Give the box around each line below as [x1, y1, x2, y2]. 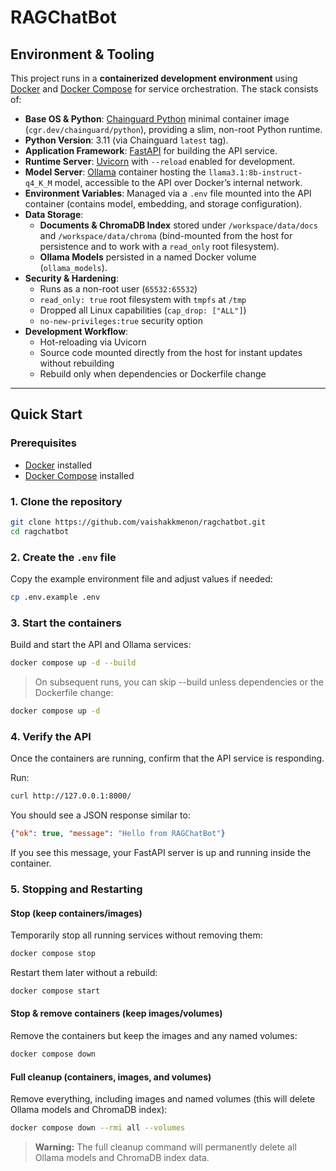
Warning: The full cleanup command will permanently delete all [34, 1141, 297, 1153]
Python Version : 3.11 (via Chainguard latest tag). [24, 134, 229, 146]
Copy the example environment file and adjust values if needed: [10, 573, 273, 585]
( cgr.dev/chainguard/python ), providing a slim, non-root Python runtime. [24, 124, 323, 135]
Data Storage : [24, 209, 84, 220]
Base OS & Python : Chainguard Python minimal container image [24, 113, 290, 125]
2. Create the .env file [10, 550, 117, 564]
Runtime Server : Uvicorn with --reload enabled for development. [24, 156, 296, 167]
